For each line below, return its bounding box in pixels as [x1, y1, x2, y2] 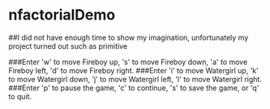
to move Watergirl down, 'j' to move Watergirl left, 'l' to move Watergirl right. [8, 74, 262, 84]
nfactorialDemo [8, 6, 116, 24]
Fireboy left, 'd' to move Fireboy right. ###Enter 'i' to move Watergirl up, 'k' [8, 65, 259, 75]
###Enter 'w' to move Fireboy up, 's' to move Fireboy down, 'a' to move [8, 57, 248, 67]
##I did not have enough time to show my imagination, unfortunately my [8, 33, 249, 42]
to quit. [8, 91, 32, 101]
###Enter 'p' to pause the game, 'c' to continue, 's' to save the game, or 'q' [8, 83, 259, 93]
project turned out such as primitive [8, 41, 128, 50]
